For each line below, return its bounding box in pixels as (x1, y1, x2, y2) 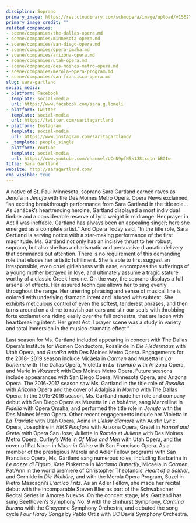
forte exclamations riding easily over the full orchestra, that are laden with (6, 312, 183, 319)
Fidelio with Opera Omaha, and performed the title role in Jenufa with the (6, 405, 182, 412)
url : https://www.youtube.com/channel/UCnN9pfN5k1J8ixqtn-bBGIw (11, 156, 171, 162)
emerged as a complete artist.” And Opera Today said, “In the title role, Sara (6, 225, 188, 232)
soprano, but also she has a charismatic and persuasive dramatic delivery (6, 244, 183, 251)
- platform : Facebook (6, 90, 59, 96)
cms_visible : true (6, 172, 51, 178)
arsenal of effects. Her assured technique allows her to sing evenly (6, 281, 167, 288)
